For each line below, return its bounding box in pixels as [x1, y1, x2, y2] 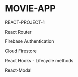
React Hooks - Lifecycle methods [5, 57, 74, 63]
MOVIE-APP [5, 3, 56, 14]
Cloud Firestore [5, 48, 37, 54]
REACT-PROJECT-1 [5, 19, 45, 25]
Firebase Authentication [5, 38, 54, 44]
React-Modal [5, 67, 32, 73]
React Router [5, 29, 32, 35]
